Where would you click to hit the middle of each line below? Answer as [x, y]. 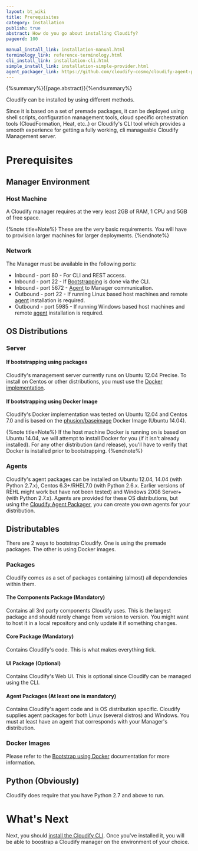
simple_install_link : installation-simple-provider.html [77, 66]
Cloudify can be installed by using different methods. [70, 100]
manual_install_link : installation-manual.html [66, 50]
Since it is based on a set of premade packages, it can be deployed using [95, 111]
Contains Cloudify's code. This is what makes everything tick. [81, 650]
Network [19, 251]
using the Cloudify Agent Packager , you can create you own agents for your [98, 504]
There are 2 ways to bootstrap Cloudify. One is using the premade [86, 543]
